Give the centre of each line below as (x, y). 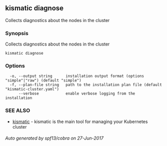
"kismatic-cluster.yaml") (32, 89)
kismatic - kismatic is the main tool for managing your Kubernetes (80, 121)
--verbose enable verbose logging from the (77, 94)
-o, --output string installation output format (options (77, 76)
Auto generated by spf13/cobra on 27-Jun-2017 (54, 138)
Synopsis (17, 33)
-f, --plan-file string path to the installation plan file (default (86, 85)
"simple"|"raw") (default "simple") (43, 80)
